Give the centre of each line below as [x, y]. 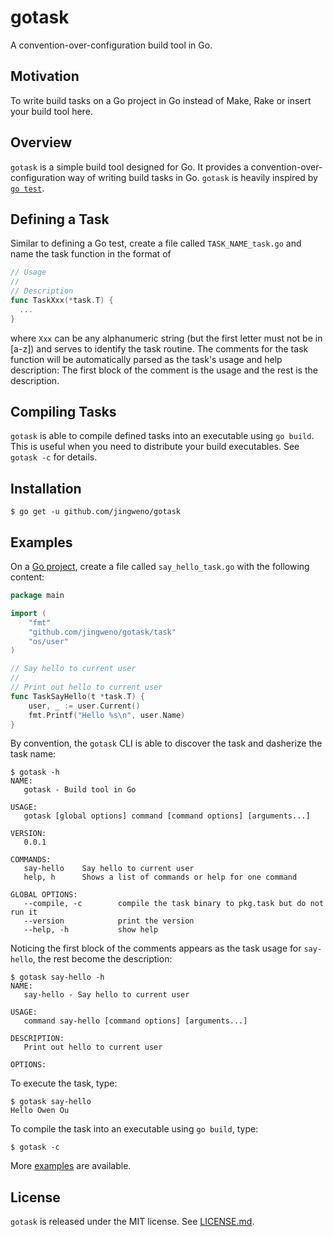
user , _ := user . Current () [84, 706]
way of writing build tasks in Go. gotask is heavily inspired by [192, 177]
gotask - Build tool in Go [80, 790]
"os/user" [49, 641]
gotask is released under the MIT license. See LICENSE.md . [132, 1222]
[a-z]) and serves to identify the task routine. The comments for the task [159, 348]
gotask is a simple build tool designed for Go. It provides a [129, 167]
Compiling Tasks [63, 412]
